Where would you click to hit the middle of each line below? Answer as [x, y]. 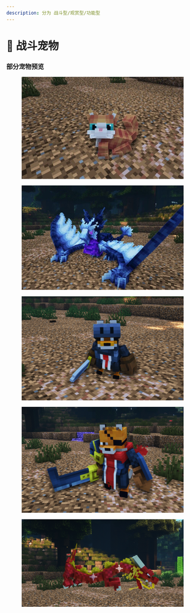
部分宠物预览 [25, 66]
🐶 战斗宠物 [33, 46]
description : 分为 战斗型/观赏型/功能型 [53, 13]
